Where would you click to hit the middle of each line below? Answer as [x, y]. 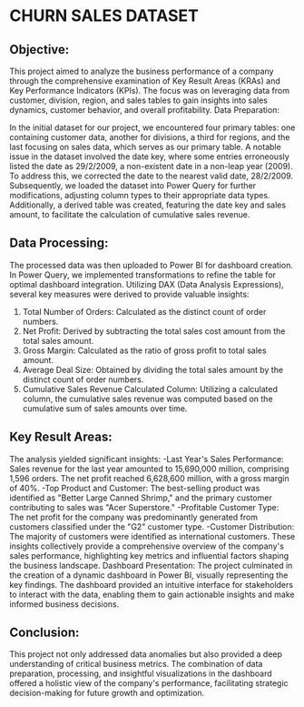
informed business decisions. [64, 604]
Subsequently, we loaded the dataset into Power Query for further [133, 186]
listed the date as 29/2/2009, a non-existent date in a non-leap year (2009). [151, 166]
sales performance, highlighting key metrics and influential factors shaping [149, 555]
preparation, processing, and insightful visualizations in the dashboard [141, 673]
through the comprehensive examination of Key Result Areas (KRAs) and [145, 81]
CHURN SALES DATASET [104, 16]
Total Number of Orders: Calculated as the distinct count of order [144, 311]
